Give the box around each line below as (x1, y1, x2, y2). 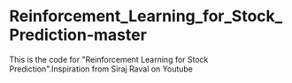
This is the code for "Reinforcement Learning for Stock (9, 54, 209, 64)
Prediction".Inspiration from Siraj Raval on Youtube (9, 64, 193, 74)
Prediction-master (9, 25, 148, 45)
